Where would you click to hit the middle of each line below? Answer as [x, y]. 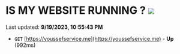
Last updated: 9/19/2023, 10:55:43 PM [54, 27]
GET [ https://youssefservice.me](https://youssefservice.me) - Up [94, 38]
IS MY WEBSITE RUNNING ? [76, 10]
